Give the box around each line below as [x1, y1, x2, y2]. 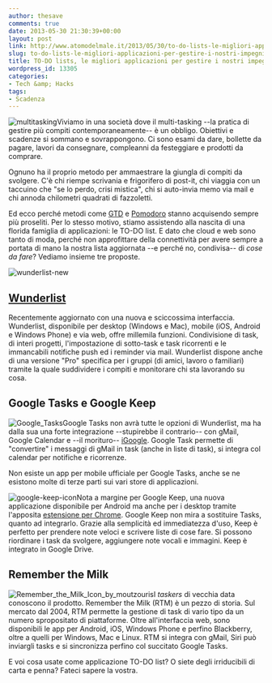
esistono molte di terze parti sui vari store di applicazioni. [8, 476, 199, 487]
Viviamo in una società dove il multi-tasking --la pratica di [56, 117, 249, 127]
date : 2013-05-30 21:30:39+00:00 [8, 27, 121, 35]
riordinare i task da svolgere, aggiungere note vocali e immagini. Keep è [8, 535, 248, 545]
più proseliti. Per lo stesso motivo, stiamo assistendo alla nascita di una [8, 217, 245, 227]
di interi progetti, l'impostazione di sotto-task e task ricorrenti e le [8, 338, 227, 349]
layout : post [8, 34, 53, 43]
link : [8, 42, 27, 50]
